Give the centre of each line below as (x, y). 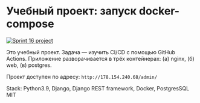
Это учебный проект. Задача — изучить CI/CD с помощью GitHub (91, 52)
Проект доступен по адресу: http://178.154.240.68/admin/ (82, 76)
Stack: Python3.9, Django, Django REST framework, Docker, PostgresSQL (98, 88)
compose (30, 24)
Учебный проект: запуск (72, 11)
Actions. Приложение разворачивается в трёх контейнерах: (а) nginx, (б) (100, 58)
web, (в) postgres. (29, 65)
